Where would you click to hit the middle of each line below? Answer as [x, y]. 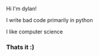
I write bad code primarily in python [49, 20]
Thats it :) [20, 47]
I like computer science [35, 32]
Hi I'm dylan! [22, 9]
